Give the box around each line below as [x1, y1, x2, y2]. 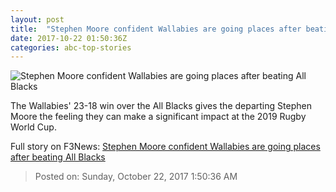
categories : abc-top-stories [10, 42, 132, 53]
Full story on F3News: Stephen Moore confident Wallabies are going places [10, 141, 321, 153]
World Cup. [10, 121, 57, 133]
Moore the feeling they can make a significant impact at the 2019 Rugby [10, 111, 307, 123]
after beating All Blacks [10, 151, 106, 163]
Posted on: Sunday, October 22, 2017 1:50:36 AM [34, 171, 238, 183]
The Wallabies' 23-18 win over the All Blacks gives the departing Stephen [10, 100, 312, 112]
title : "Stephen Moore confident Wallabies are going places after [10, 24, 302, 34]
